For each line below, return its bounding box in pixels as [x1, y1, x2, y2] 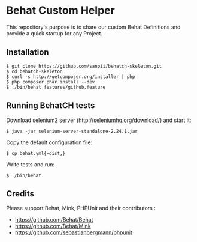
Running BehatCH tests [6, 100, 95, 111]
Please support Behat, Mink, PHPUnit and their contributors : [6, 205, 156, 212]
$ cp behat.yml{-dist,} [6, 150, 66, 156]
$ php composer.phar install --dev [6, 79, 95, 85]
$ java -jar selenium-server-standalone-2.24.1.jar [6, 128, 138, 134]
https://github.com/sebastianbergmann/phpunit [14, 229, 133, 236]
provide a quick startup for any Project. [6, 29, 103, 37]
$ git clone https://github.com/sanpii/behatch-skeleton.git [6, 63, 162, 69]
